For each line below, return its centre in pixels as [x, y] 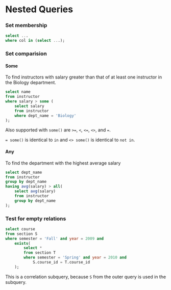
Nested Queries [39, 9]
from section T [40, 253]
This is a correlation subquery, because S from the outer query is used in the [86, 277]
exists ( [22, 243]
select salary [29, 106]
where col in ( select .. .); [35, 41]
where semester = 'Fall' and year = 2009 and [54, 239]
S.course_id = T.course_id [61, 262]
